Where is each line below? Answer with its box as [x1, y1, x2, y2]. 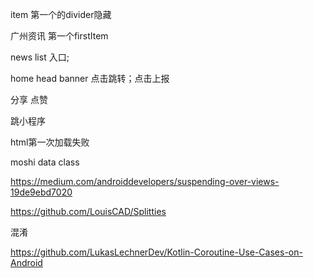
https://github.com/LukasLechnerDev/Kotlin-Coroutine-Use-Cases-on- [10, 246, 303, 258]
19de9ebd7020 [10, 186, 73, 198]
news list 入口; [10, 51, 70, 63]
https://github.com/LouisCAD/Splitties [10, 206, 167, 217]
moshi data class [10, 156, 80, 168]
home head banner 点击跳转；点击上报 [10, 73, 170, 84]
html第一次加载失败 [10, 136, 90, 148]
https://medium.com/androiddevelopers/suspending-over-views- [10, 176, 280, 187]
